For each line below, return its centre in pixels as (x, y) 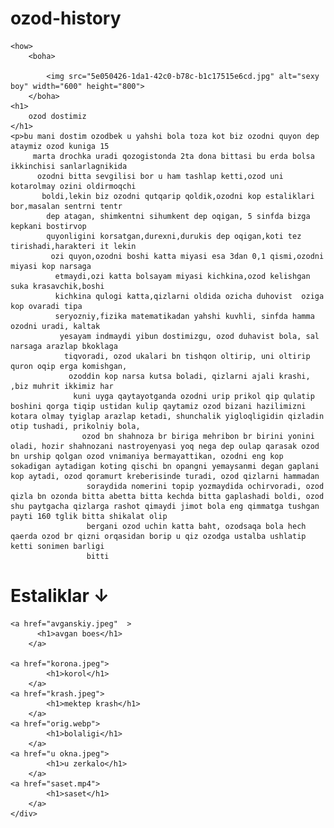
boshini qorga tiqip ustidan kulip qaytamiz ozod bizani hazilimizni (158, 406)
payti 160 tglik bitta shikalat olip (89, 516)
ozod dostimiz (57, 116)
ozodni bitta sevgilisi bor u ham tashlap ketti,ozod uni (160, 176)
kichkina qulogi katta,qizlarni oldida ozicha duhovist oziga (189, 296)
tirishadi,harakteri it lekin (73, 246)
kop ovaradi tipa (46, 306)
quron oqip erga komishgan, (69, 366)
